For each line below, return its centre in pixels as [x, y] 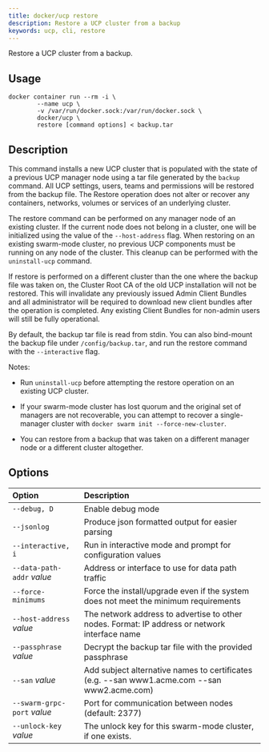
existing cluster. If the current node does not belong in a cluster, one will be [132, 227]
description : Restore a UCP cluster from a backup [94, 23]
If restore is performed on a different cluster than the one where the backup [133, 276]
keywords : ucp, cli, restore [57, 30]
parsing [98, 532]
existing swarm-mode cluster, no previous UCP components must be [122, 244]
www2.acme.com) [118, 690]
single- [232, 415]
